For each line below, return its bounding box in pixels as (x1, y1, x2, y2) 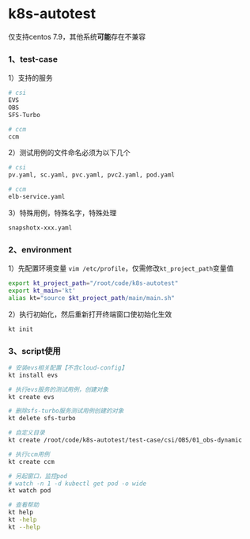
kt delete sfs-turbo (8, 415, 77, 423)
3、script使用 (8, 345, 61, 356)
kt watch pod (8, 487, 51, 495)
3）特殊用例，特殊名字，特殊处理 (8, 207, 117, 218)
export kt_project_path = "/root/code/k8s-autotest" (8, 279, 179, 287)
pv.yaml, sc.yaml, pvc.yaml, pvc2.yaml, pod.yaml (8, 171, 176, 179)
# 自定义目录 (8, 429, 45, 437)
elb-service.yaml (8, 193, 66, 201)
